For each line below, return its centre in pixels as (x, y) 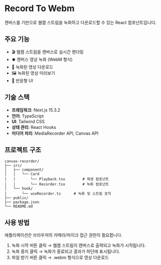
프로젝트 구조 (23, 150)
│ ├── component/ (24, 170)
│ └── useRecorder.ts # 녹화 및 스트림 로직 (58, 194)
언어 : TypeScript (28, 116)
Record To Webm (40, 8)
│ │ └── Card (22, 174)
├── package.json (22, 202)
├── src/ (13, 166)
